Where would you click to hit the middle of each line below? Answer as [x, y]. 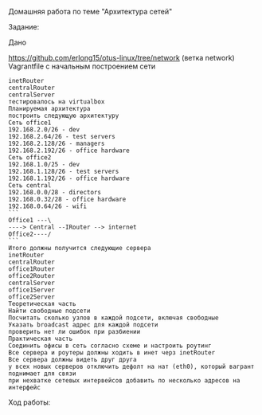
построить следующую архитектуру [64, 115]
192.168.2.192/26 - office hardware [69, 151]
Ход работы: [29, 402]
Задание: [24, 27]
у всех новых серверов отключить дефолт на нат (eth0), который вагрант [131, 366]
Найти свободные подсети [49, 311]
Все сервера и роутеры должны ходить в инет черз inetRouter [112, 353]
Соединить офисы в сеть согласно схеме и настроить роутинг [110, 346]
